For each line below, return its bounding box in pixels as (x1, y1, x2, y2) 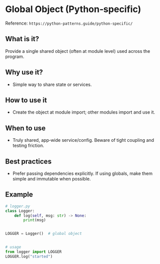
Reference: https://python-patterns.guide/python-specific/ (5, 20, 133, 26)
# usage (5, 245, 22, 250)
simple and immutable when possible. (12, 176, 91, 182)
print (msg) (23, 218, 46, 223)
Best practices (5, 157, 52, 165)
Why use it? (5, 68, 43, 76)
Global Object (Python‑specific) (5, 4, 141, 15)
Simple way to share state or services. (12, 81, 92, 87)
